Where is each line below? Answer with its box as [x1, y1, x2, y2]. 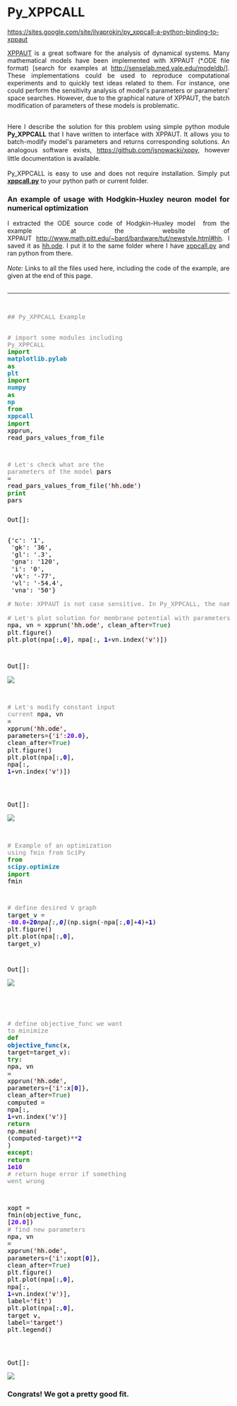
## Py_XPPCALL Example [7, 313, 86, 321]
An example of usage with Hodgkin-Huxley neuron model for [7, 194, 230, 204]
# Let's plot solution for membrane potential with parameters [7, 614, 231, 622]
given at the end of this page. [7, 272, 93, 280]
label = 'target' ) [7, 1319, 63, 1326]
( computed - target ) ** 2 [7, 1134, 83, 1142]
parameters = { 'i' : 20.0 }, [7, 732, 90, 740]
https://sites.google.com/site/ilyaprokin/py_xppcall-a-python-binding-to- [7, 28, 219, 36]
